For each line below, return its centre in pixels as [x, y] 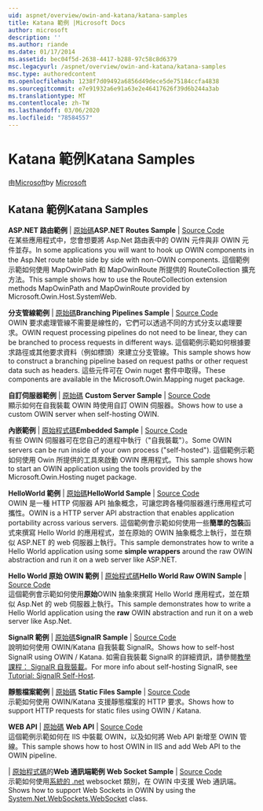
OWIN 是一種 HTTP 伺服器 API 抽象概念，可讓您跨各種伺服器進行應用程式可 [130, 503]
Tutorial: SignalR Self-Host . [52, 675]
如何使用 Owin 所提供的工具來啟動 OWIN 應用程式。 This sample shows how [131, 459]
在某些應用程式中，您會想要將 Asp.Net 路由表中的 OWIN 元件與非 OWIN [124, 240]
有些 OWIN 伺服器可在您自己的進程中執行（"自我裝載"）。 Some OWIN [120, 440]
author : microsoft [38, 30]
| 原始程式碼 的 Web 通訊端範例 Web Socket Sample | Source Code [115, 771]
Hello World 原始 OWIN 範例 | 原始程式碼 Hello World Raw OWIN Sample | [127, 576]
